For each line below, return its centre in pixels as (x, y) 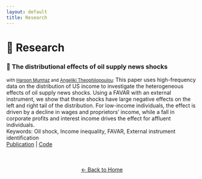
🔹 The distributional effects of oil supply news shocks (87, 66)
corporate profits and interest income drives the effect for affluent (89, 118)
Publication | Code (29, 144)
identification (23, 138)
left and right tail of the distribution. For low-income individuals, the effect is (101, 105)
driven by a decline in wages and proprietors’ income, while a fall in (90, 112)
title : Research (27, 18)
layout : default (27, 12)
